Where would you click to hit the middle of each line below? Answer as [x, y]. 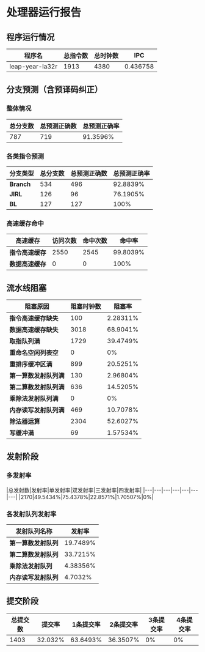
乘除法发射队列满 [34, 399]
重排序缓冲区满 [31, 365]
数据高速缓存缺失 [34, 330]
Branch [20, 184]
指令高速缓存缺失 [34, 319]
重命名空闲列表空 [34, 353]
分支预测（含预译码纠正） [54, 90]
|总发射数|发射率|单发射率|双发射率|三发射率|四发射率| [74, 490]
